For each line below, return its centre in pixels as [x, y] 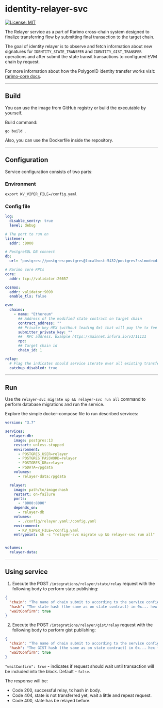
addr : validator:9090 [31, 292]
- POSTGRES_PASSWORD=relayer [47, 458]
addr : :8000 [22, 243]
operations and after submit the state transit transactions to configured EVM [81, 56]
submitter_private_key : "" [45, 332]
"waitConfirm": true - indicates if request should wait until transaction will [80, 666]
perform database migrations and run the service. [55, 404]
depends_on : [26, 508]
